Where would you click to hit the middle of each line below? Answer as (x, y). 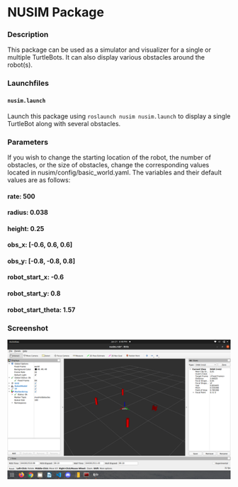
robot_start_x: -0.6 (36, 277)
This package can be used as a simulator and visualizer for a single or (109, 50)
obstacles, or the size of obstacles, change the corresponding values (108, 164)
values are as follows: (39, 180)
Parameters (28, 142)
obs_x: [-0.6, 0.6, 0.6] (40, 245)
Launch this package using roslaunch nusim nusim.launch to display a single (119, 116)
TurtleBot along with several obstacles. (64, 123)
